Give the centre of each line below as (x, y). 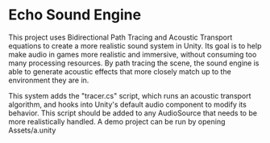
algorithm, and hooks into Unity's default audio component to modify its (128, 104)
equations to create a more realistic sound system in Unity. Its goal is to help (135, 45)
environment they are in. (49, 80)
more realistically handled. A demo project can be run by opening (117, 121)
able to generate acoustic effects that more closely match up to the (120, 71)
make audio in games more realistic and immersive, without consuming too (133, 54)
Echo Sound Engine (75, 15)
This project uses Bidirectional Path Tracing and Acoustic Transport (120, 37)
